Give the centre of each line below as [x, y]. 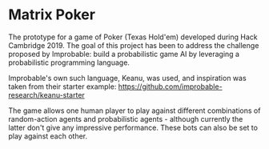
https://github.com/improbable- [170, 87]
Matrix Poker [52, 15]
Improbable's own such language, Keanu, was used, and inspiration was [127, 78]
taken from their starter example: [62, 87]
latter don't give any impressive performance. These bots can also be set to [133, 127]
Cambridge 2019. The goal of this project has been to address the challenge [134, 45]
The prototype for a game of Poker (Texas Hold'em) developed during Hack [133, 37]
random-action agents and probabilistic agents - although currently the [126, 119]
